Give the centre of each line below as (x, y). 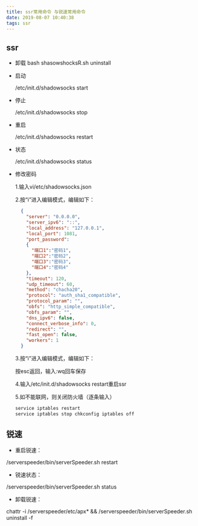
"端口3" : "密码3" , (51, 262)
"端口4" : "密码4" (50, 267)
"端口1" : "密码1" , (51, 251)
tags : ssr (19, 23)
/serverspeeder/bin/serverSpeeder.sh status (62, 487)
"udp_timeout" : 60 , (51, 284)
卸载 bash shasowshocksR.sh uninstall (63, 63)
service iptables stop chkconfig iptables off (75, 414)
